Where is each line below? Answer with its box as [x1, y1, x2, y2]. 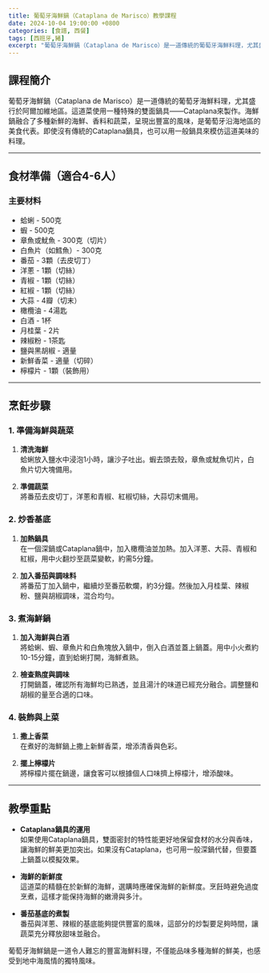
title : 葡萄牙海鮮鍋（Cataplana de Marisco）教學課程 [8, 11, 177, 20]
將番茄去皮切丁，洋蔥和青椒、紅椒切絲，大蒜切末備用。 [19, 492, 203, 501]
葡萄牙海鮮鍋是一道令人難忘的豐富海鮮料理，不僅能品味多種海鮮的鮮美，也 [8, 946, 254, 955]
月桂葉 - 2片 [19, 326, 60, 335]
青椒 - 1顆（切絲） [19, 275, 80, 285]
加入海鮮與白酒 [19, 632, 70, 642]
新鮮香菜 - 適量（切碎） [19, 355, 98, 365]
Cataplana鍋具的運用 [19, 825, 90, 834]
